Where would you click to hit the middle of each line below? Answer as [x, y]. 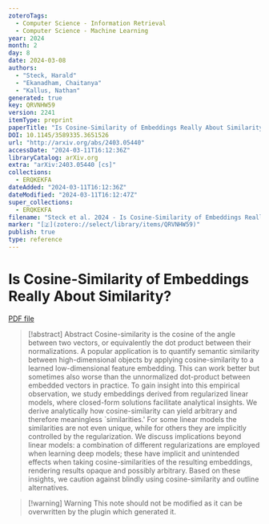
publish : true [32, 232]
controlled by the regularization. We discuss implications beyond [134, 436]
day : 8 [19, 53]
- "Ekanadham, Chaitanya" [59, 83]
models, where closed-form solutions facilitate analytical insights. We [143, 402]
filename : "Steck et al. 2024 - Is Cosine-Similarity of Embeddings [125, 217]
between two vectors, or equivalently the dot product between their [139, 343]
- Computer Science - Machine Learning [82, 30]
